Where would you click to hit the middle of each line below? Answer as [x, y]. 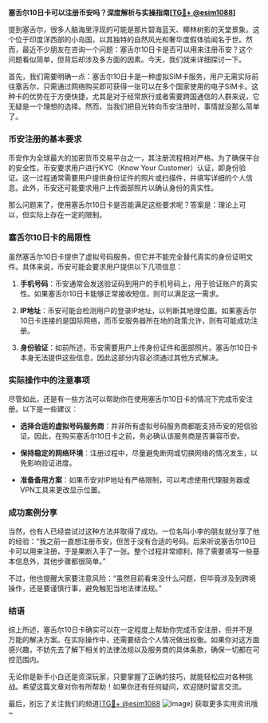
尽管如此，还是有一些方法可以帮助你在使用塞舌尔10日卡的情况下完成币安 [127, 399]
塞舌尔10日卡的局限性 [50, 237]
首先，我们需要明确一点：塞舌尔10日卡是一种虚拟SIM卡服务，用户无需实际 [130, 76]
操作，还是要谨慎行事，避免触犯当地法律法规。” [85, 588]
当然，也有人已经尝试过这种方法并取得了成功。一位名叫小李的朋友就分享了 [130, 531]
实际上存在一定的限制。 [67, 215]
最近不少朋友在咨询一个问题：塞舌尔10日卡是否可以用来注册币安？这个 [138, 50]
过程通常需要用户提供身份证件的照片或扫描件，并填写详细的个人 [140, 178]
